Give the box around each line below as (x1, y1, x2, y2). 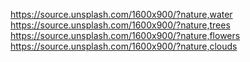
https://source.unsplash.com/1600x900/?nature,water (10, 9, 233, 20)
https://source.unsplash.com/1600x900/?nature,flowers (10, 30, 241, 41)
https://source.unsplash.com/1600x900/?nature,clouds (10, 40, 238, 52)
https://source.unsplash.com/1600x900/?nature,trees (10, 19, 231, 31)
